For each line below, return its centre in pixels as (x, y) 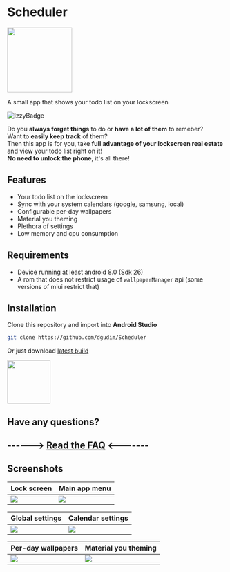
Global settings (36, 518)
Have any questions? (54, 422)
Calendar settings (98, 518)
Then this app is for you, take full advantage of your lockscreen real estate (115, 143)
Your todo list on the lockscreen (63, 196)
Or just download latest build (48, 351)
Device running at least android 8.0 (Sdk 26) (80, 272)
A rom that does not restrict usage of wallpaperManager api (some (110, 279)
